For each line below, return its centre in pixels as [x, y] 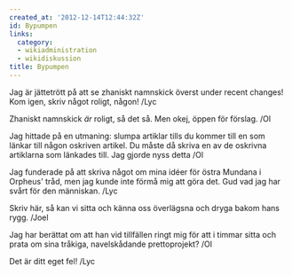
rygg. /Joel [29, 217]
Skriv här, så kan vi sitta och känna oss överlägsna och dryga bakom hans [144, 208]
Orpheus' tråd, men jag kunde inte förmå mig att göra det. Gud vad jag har [145, 181]
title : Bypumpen [39, 67]
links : [21, 34]
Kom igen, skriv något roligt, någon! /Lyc [83, 101]
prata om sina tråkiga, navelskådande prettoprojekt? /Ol [111, 244]
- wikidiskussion [49, 59]
